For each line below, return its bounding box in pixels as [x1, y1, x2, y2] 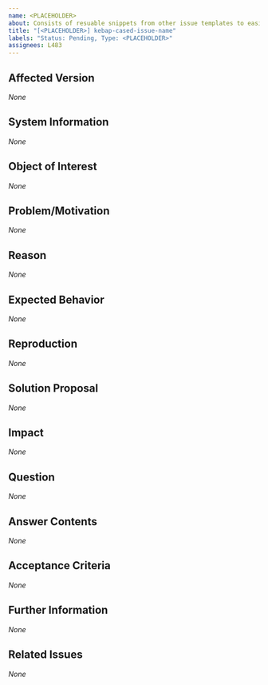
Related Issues [8, 648, 83, 662]
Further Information [8, 603, 108, 617]
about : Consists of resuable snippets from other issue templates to [8, 19, 245, 27]
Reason [8, 249, 47, 262]
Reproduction [8, 337, 78, 351]
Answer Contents [8, 515, 97, 528]
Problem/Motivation [8, 204, 110, 217]
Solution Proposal [8, 381, 98, 396]
